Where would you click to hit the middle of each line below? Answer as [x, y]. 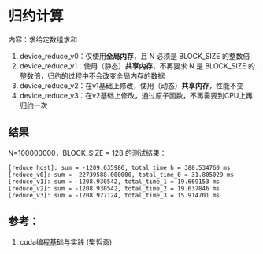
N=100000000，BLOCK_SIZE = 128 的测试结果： [87, 153]
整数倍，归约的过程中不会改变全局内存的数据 [92, 75]
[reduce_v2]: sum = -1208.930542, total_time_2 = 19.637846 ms [114, 188]
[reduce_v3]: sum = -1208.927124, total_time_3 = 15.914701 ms [114, 195]
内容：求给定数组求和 [43, 39]
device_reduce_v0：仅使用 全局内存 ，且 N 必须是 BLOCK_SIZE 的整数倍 [135, 56]
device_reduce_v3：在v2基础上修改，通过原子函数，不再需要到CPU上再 [136, 95]
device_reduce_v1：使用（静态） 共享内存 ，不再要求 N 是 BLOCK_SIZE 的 [137, 66]
